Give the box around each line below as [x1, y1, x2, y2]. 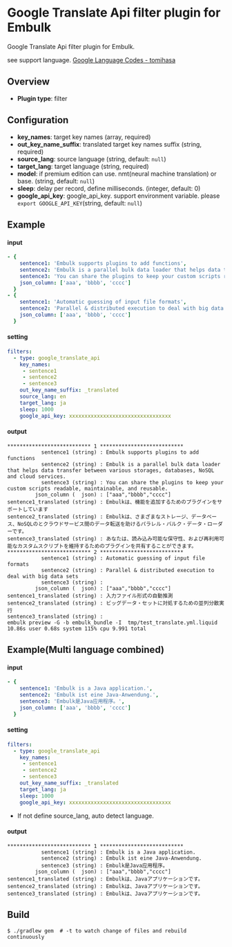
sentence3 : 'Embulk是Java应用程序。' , [19, 698, 125, 705]
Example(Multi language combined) [7, 644, 164, 656]
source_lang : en [19, 393, 67, 401]
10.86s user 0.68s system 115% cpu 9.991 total [7, 625, 147, 632]
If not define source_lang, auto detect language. [17, 811, 154, 820]
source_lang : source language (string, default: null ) [17, 154, 167, 163]
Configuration [7, 114, 69, 126]
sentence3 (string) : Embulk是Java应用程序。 [41, 862, 168, 869]
